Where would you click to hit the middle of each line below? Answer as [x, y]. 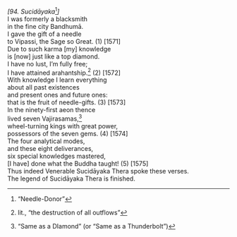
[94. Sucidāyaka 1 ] [34, 11]
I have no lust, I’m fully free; [48, 63]
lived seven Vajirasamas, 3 [45, 118]
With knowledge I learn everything [57, 80]
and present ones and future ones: [57, 95]
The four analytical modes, [46, 141]
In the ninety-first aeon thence [51, 110]
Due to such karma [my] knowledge [59, 49]
